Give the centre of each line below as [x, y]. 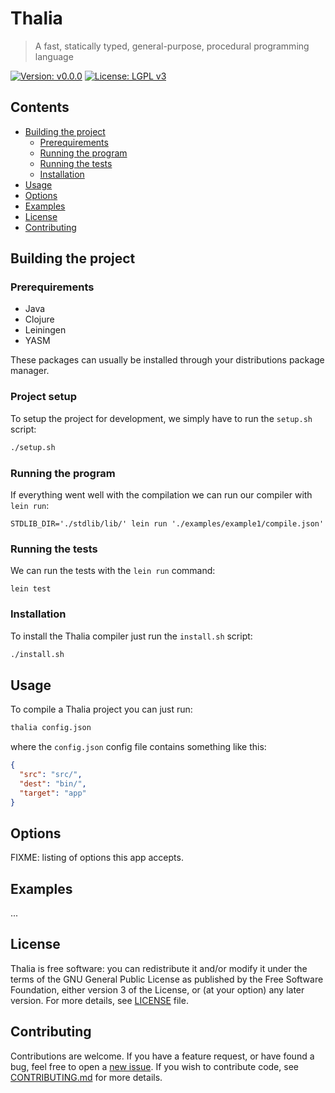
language [54, 56]
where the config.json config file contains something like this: [138, 747]
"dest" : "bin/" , [53, 783]
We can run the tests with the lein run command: [113, 571]
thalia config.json [51, 728]
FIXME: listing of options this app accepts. [97, 858]
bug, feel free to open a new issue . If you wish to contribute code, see [154, 1066]
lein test [31, 589]
